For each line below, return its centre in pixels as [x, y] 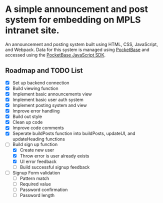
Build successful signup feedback [55, 167]
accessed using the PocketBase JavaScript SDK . [55, 55]
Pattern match [34, 178]
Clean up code [27, 122]
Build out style [27, 116]
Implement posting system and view [49, 105]
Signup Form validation [36, 172]
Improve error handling [36, 111]
